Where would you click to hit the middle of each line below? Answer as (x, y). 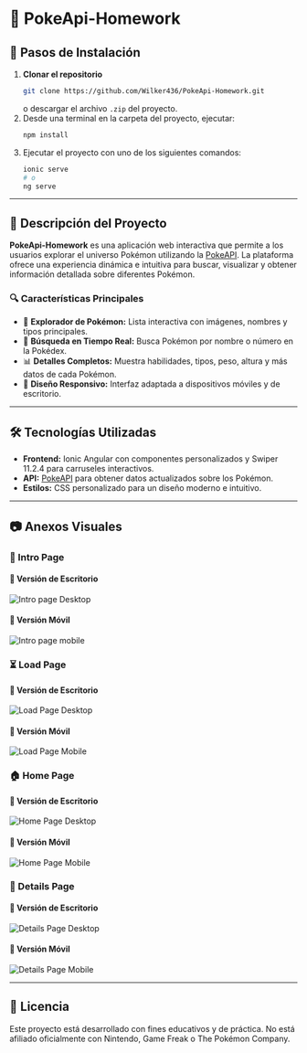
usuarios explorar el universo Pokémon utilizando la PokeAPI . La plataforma (152, 255)
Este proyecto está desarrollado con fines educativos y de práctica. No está (152, 1028)
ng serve (39, 186)
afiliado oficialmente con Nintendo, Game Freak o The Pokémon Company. (150, 1038)
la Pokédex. (44, 351)
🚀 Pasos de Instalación (75, 53)
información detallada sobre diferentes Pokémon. (102, 274)
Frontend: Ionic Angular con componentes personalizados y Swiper (150, 459)
